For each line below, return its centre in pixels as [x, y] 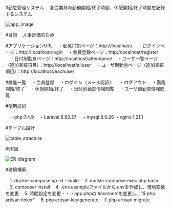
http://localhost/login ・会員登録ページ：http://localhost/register [89, 52]
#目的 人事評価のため [30, 35]
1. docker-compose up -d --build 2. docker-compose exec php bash [84, 181]
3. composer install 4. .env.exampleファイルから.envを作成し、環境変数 [87, 187]
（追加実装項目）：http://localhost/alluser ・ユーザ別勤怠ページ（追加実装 [85, 65]
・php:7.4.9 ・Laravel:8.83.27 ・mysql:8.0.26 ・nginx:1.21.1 [76, 117]
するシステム [19, 14]
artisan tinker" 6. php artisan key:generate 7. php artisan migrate [78, 200]
